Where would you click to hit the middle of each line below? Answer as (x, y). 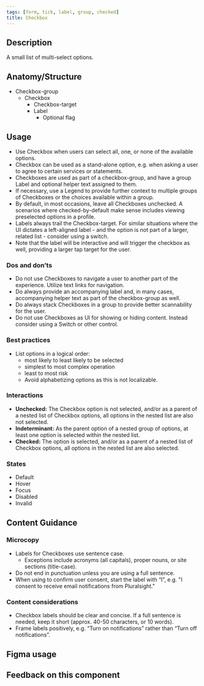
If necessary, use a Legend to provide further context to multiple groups (106, 190)
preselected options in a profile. (55, 217)
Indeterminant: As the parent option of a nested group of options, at (102, 428)
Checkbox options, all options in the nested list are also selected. (97, 448)
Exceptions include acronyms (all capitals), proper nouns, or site (105, 560)
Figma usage (32, 654)
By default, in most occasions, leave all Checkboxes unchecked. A (99, 204)
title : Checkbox (27, 18)
